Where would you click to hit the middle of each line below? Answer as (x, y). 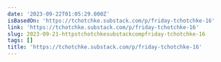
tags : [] (20, 41)
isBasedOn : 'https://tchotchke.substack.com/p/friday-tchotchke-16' (111, 21)
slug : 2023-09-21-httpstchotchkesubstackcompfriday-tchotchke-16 (106, 34)
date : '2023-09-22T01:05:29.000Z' (59, 14)
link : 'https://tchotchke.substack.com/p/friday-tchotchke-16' (103, 27)
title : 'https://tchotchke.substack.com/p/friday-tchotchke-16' (105, 47)
